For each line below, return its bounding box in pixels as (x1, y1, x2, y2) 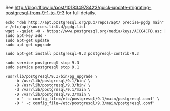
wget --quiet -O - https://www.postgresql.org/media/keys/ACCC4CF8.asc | (5, 29, 167, 34)
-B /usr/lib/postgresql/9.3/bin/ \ (14, 83, 91, 88)
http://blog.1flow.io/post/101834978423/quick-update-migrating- (14, 5, 152, 10)
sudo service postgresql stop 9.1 (5, 65, 80, 70)
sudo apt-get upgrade (5, 42, 52, 47)
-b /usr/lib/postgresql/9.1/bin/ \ (14, 78, 91, 83)
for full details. (65, 10, 96, 16)
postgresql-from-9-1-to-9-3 (5, 10, 65, 16)
